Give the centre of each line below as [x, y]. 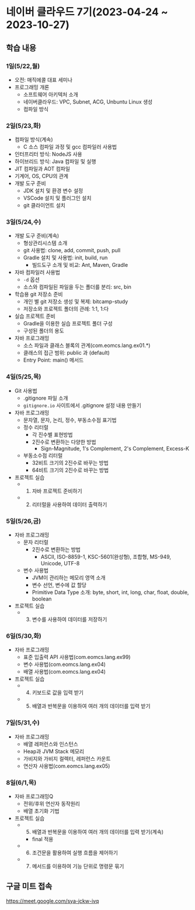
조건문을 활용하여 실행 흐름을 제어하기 [75, 853]
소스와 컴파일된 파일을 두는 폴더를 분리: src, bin [77, 287]
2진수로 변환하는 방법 [56, 550]
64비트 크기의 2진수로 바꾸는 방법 [70, 470]
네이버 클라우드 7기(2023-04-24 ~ [87, 12]
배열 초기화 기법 [41, 811]
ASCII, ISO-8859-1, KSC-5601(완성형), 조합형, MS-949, [106, 557]
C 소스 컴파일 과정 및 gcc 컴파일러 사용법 [70, 147]
